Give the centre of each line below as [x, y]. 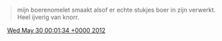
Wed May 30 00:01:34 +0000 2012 [56, 30]
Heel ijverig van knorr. [48, 17]
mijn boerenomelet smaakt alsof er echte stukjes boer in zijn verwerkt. [116, 10]
